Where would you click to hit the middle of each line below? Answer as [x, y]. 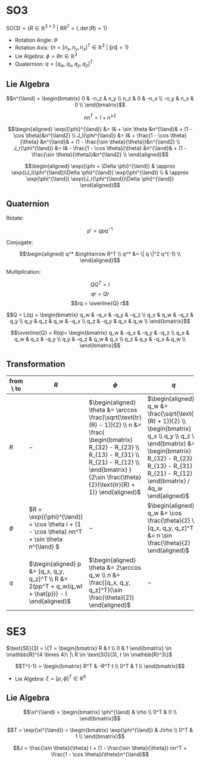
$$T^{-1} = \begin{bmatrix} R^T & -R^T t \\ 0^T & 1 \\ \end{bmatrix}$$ [100, 666]
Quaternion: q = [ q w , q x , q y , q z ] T [54, 64]
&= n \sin [160, 535]
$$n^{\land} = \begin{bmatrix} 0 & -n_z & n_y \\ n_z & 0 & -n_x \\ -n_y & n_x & [100, 98]
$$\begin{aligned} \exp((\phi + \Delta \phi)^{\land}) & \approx [100, 166]
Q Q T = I [100, 284]
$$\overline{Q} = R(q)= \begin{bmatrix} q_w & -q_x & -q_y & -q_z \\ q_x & [100, 332]
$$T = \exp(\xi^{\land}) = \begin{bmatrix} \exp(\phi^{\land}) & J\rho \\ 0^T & [100, 730]
